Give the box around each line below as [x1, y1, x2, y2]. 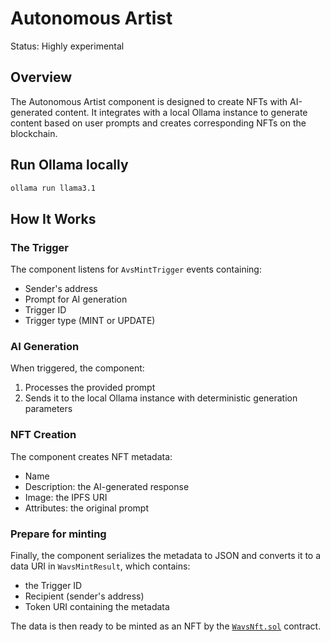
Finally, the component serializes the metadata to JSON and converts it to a [10, 550, 322, 562]
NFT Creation [10, 428, 77, 442]
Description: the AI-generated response [24, 480, 190, 492]
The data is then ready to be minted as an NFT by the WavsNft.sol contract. [10, 620, 322, 632]
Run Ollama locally [10, 157, 129, 174]
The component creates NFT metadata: [10, 450, 173, 462]
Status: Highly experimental [10, 40, 125, 52]
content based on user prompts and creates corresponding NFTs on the [10, 117, 307, 129]
